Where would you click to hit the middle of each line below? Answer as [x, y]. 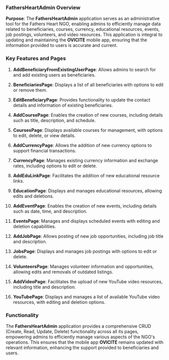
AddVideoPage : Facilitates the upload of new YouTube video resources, [88, 281]
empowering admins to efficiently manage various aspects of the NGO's [80, 337]
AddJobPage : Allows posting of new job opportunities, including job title [88, 236]
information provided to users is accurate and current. [62, 45]
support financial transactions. [45, 150]
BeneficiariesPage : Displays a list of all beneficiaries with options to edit [88, 84]
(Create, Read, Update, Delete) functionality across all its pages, [72, 331]
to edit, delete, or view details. [44, 135]
